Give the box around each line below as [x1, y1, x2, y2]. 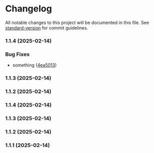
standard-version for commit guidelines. [5, 24, 88, 30]
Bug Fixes [5, 50, 30, 57]
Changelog [5, 3, 52, 14]
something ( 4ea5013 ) [12, 62, 57, 68]
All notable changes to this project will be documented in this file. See [5, 19, 149, 25]
